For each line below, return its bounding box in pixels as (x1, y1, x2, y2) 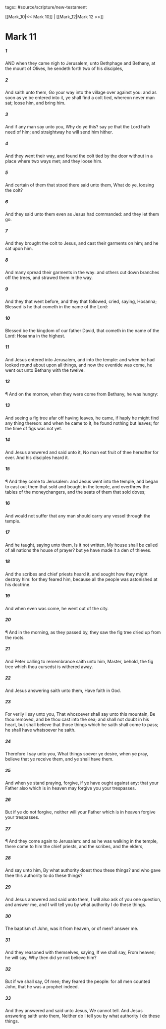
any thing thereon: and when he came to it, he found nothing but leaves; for (5, 420, 160, 426)
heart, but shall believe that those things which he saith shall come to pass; (5, 722, 159, 728)
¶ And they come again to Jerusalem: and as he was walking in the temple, (5, 838, 158, 844)
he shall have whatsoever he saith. (5, 727, 76, 733)
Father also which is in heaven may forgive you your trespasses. (5, 785, 136, 791)
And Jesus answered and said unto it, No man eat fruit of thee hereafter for (5, 449, 159, 455)
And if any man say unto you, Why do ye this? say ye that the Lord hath (5, 124, 151, 130)
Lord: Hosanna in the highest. (5, 333, 65, 339)
